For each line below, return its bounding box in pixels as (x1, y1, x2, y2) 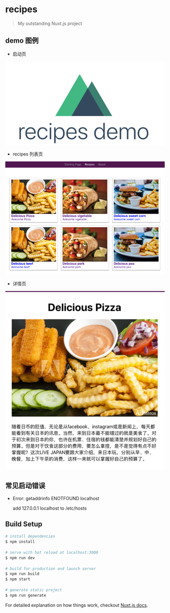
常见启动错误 (5, 481, 46, 490)
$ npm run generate (5, 593, 47, 598)
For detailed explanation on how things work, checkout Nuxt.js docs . (5, 602, 148, 608)
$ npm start (5, 577, 30, 582)
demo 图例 (5, 37, 39, 45)
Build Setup (5, 519, 42, 528)
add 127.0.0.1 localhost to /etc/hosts (12, 505, 87, 511)
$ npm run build (5, 571, 39, 576)
